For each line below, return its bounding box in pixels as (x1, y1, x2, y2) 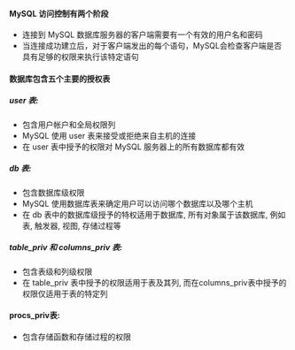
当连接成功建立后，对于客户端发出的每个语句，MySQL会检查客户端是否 (21, 41, 282, 51)
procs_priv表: (9, 310, 60, 321)
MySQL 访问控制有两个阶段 (9, 8, 109, 19)
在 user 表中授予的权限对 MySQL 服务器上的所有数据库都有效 (21, 141, 245, 152)
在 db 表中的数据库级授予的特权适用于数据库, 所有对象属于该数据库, (21, 209, 268, 220)
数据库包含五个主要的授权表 (9, 73, 111, 84)
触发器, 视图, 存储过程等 (34, 220, 121, 231)
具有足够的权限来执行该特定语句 (21, 51, 139, 62)
